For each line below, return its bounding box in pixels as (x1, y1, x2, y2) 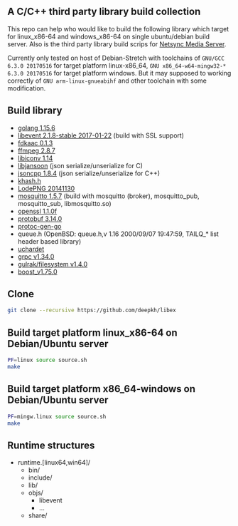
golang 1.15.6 (17, 123, 55, 132)
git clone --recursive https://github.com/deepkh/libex (7, 306, 176, 314)
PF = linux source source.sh (7, 356, 87, 364)
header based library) (17, 237, 82, 245)
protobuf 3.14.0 (17, 214, 63, 223)
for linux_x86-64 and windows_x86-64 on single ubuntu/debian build (7, 32, 210, 41)
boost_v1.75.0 (17, 267, 58, 276)
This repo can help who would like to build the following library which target (7, 24, 229, 33)
